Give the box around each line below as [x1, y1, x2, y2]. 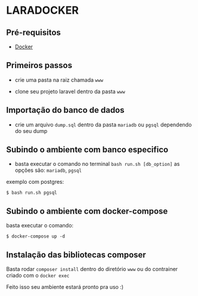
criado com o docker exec [6, 272, 70, 279]
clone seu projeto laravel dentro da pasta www [14, 88, 125, 95]
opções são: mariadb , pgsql [14, 166, 82, 174]
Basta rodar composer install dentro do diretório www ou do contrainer [6, 266, 178, 273]
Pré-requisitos [6, 27, 61, 38]
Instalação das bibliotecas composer [6, 249, 146, 260]
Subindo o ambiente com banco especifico [6, 144, 169, 155]
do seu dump [14, 127, 48, 134]
